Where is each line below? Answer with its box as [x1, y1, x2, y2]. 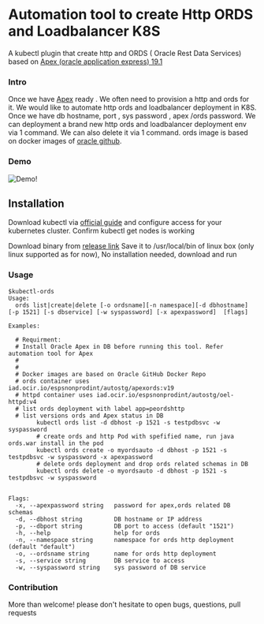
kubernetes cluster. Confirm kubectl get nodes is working [8, 226, 195, 236]
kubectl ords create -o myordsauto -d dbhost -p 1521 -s [36, 446, 227, 454]
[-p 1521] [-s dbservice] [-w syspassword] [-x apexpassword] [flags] [8, 308, 248, 316]
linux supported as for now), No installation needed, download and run [8, 250, 237, 260]
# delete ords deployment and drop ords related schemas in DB [36, 460, 248, 468]
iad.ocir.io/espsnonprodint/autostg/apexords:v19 [8, 384, 175, 392]
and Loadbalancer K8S [8, 22, 161, 40]
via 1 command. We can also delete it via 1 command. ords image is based [8, 128, 248, 137]
